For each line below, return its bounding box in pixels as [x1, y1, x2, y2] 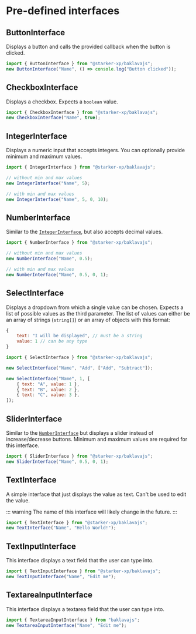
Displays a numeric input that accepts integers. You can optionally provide [6, 147, 185, 154]
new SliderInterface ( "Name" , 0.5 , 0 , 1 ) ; [6, 458, 109, 465]
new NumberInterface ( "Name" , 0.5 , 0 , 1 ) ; [6, 271, 109, 277]
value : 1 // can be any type [16, 338, 88, 344]
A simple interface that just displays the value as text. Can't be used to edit [6, 491, 187, 498]
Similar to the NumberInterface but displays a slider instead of [6, 429, 154, 436]
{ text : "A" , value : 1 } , [16, 381, 80, 387]
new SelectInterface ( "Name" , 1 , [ [6, 375, 91, 381]
